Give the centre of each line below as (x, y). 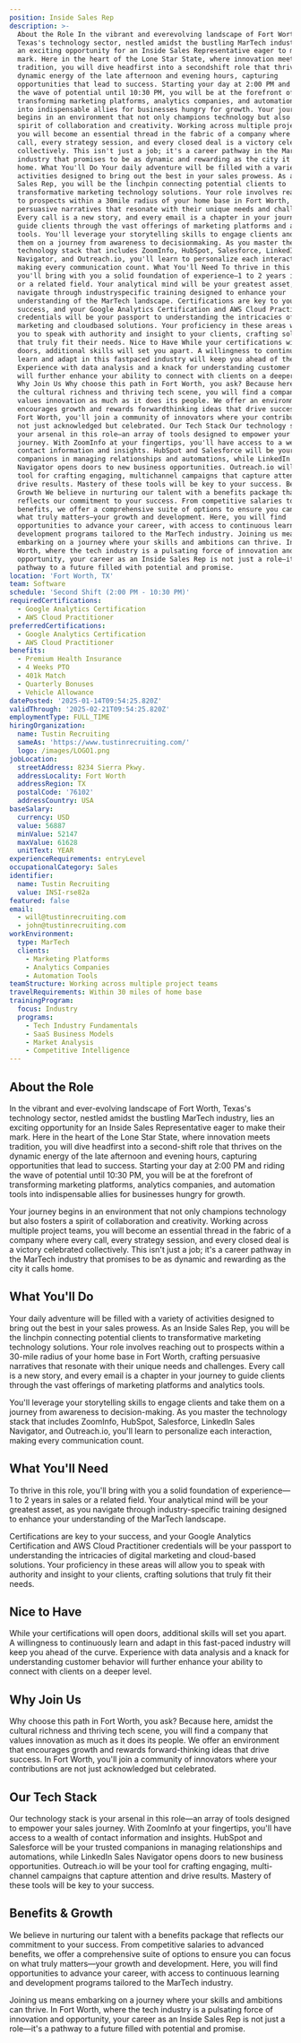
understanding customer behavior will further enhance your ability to (136, 1662)
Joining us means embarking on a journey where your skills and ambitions (146, 2000)
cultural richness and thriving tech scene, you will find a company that (139, 1731)
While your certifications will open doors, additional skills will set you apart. (148, 1634)
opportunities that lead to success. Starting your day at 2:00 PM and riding (147, 1165)
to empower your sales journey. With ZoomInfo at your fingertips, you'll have (150, 1828)
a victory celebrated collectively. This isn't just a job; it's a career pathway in (150, 1249)
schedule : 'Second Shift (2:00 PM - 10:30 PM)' (100, 592)
